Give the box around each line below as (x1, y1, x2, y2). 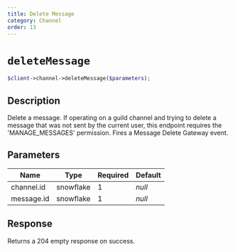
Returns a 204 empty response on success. (7, 236, 136, 245)
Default (136, 170, 161, 180)
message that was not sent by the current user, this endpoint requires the (7, 121, 222, 129)
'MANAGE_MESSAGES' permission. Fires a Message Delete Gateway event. (7, 128, 229, 137)
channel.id (11, 182, 46, 192)
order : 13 (7, 23, 37, 31)
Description (7, 94, 60, 106)
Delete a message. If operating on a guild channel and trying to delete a (7, 114, 217, 121)
